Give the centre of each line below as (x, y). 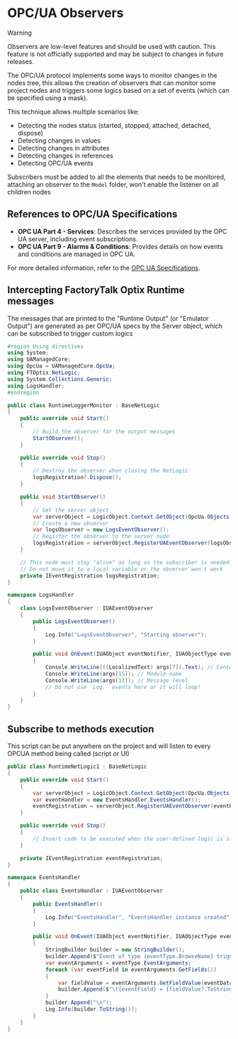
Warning (19, 33)
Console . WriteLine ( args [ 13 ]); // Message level (117, 680)
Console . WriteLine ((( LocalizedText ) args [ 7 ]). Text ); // (129, 667)
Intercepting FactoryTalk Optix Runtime (96, 290)
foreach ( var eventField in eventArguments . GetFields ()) (131, 969)
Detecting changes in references (65, 155)
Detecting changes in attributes (63, 148)
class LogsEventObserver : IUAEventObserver (87, 608)
